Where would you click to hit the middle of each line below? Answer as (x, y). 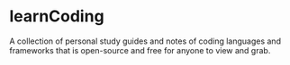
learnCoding (57, 16)
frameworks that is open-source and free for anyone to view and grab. (140, 50)
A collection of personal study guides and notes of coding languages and (145, 41)
